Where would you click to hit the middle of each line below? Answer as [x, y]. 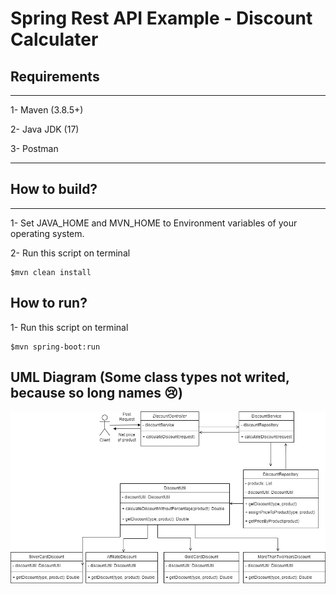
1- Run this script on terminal [69, 327]
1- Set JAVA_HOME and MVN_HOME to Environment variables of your [154, 223]
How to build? [54, 189]
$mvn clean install [51, 272]
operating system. [47, 233]
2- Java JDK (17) [45, 129]
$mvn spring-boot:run [55, 347]
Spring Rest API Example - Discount [161, 18]
